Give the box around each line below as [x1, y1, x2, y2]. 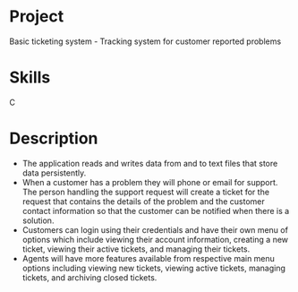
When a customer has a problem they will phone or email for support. [21, 176, 278, 187]
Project [9, 6, 64, 27]
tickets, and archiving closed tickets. [21, 271, 158, 283]
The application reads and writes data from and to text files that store [21, 158, 278, 168]
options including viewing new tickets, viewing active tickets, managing [21, 262, 286, 273]
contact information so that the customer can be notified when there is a [21, 205, 290, 216]
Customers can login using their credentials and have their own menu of [21, 224, 289, 235]
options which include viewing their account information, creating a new [21, 234, 289, 245]
